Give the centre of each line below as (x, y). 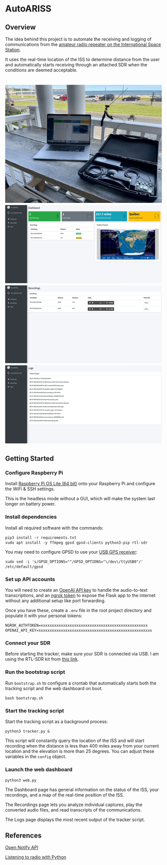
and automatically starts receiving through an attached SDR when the (76, 65)
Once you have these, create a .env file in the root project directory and (78, 611)
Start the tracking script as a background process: (57, 721)
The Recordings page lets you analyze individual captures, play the (74, 805)
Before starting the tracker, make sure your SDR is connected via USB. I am (82, 654)
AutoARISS (28, 9)
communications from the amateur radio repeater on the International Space (83, 44)
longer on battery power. (31, 504)
